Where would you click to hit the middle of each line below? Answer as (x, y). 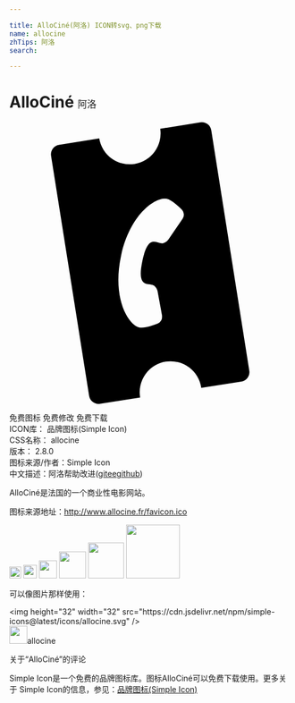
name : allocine (38, 34)
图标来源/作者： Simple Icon (60, 462)
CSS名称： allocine (44, 440)
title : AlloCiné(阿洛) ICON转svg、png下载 (85, 25)
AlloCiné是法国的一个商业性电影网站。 (80, 493)
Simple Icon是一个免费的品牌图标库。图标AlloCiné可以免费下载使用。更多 (144, 678)
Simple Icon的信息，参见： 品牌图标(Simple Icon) (109, 690)
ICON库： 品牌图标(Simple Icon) (68, 429)
